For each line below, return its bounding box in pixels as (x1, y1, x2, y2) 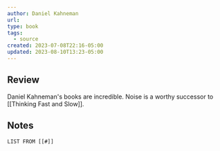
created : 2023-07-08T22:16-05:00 (7, 42, 104, 49)
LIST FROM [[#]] (7, 138, 54, 145)
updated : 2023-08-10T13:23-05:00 (7, 49, 104, 56)
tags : (7, 29, 23, 37)
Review (7, 74, 40, 86)
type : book (7, 23, 39, 30)
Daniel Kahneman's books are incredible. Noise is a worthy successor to (7, 92, 214, 101)
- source (13, 36, 39, 43)
